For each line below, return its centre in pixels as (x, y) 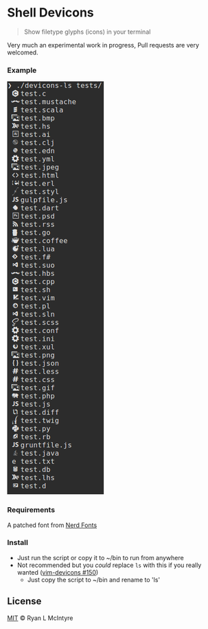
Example (22, 70)
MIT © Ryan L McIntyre (40, 618)
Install (18, 543)
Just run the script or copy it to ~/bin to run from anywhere (100, 557)
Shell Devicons (50, 13)
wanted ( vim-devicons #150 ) (58, 572)
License (24, 601)
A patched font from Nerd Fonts (52, 525)
